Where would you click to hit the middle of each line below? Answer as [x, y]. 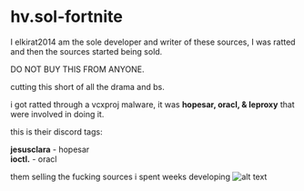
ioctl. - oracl [34, 159]
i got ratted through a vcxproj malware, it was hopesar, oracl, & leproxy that [152, 104]
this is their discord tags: [56, 131]
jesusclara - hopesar [50, 149]
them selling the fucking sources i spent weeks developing [121, 176]
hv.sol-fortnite [67, 17]
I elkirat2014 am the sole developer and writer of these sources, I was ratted [153, 42]
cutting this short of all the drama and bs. [87, 86]
